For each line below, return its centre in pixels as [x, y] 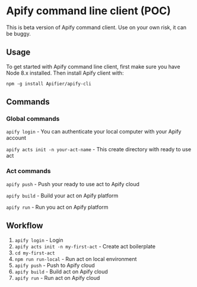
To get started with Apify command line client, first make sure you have [93, 66]
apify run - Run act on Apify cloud [57, 278]
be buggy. [18, 33]
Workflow [25, 226]
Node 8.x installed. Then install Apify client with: [65, 73]
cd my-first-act [35, 253]
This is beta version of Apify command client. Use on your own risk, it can [96, 27]
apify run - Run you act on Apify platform [57, 207]
